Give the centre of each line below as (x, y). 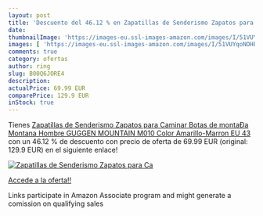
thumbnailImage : (34, 37)
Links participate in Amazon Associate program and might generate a (120, 196)
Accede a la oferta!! (40, 180)
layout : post (29, 15)
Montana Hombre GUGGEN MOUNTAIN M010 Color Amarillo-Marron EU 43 (130, 133)
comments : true (33, 52)
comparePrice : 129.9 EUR (49, 95)
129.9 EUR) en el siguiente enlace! (63, 150)
